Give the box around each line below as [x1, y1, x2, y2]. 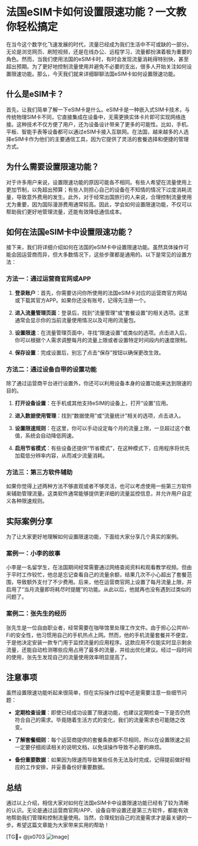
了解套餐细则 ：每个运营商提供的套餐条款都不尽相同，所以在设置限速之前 [14, 736, 190, 743]
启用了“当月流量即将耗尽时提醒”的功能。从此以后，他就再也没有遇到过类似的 [6, 586, 192, 593]
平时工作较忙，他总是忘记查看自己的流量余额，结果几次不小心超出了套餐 [11, 571, 187, 578]
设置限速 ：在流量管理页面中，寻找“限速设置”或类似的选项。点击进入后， [14, 329, 190, 336]
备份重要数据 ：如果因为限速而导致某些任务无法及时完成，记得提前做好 [14, 756, 186, 763]
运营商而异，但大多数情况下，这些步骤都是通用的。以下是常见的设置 [21, 251, 187, 258]
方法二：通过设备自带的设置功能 [6, 365, 97, 373]
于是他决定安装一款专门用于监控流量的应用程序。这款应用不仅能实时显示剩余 [6, 638, 192, 646]
